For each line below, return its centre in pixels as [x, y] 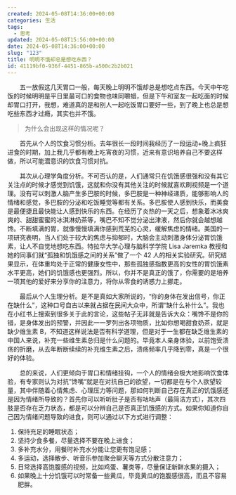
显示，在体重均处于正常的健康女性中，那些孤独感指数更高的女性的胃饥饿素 [121, 264]
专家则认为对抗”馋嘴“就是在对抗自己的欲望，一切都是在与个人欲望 [121, 381]
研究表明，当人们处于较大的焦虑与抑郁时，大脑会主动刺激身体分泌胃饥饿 [118, 237]
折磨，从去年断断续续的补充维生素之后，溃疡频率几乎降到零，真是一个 [121, 349]
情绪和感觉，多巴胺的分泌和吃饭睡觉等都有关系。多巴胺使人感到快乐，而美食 [118, 202]
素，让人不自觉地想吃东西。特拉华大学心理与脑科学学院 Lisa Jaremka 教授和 [118, 246]
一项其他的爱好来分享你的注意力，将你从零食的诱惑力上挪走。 [97, 281]
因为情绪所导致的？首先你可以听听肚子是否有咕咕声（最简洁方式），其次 [116, 399]
